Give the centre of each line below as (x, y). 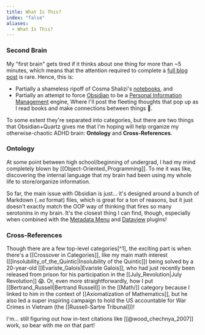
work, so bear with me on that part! (50, 325)
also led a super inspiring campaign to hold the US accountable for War (96, 301)
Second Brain (27, 51)
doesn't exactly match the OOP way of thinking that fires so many (89, 206)
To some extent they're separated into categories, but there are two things (100, 120)
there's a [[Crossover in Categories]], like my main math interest (87, 255)
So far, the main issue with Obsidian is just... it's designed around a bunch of (103, 193)
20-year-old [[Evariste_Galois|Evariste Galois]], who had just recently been (101, 268)
